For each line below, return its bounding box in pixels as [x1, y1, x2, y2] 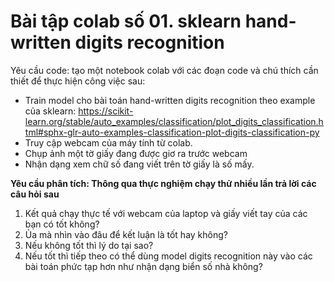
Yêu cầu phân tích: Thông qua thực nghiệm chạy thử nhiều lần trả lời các [10, 177, 317, 189]
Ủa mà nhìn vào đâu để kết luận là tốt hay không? [24, 228, 228, 240]
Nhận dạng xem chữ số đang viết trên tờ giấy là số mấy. [24, 158, 255, 170]
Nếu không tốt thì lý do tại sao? [24, 239, 154, 251]
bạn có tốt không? [24, 218, 100, 230]
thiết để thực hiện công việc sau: [10, 75, 146, 87]
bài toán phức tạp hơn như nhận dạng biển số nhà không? [24, 260, 263, 272]
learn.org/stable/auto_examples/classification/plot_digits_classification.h [24, 115, 324, 127]
